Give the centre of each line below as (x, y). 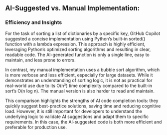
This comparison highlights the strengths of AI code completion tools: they (82, 100)
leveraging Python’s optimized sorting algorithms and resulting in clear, (78, 49)
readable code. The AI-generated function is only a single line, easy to (77, 54)
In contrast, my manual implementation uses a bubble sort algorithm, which (83, 69)
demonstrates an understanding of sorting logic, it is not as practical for (79, 80)
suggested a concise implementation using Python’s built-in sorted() (75, 38)
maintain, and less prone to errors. (40, 60)
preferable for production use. (36, 127)
